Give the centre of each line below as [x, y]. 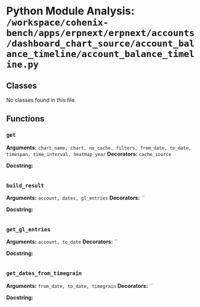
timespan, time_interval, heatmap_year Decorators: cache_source [89, 153]
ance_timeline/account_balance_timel [101, 54]
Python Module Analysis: [71, 11]
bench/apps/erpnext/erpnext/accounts [101, 33]
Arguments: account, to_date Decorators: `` [62, 242]
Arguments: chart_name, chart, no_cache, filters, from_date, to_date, [99, 148]
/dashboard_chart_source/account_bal [101, 43]
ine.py [23, 64]
